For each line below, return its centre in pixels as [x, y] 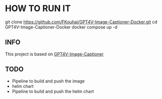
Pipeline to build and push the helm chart [53, 91]
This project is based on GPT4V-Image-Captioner [54, 54]
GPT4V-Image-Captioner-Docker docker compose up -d [61, 27]
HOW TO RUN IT [38, 8]
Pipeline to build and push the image [48, 81]
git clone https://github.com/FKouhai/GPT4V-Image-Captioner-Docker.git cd [81, 22]
